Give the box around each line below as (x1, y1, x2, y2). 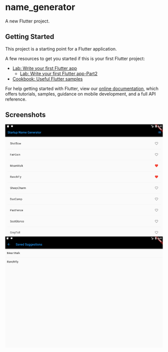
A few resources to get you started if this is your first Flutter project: (5, 55, 145, 61)
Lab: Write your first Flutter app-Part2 (19, 70, 97, 76)
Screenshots (5, 110, 46, 119)
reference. (5, 96, 26, 102)
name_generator (5, 1, 75, 13)
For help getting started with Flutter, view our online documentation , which (5, 85, 159, 91)
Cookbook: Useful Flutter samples (12, 75, 83, 81)
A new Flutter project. (5, 18, 50, 24)
